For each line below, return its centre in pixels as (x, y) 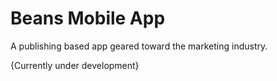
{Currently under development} (75, 65)
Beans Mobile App (88, 18)
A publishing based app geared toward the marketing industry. (139, 46)
